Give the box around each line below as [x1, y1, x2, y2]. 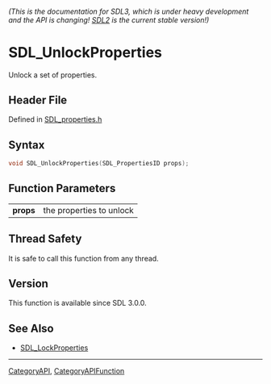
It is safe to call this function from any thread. [8, 253, 159, 263]
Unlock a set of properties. [8, 69, 98, 80]
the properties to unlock [43, 204, 135, 215]
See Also [8, 321, 54, 335]
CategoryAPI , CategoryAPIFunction [8, 366, 125, 376]
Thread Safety [8, 232, 82, 246]
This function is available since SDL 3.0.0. [8, 298, 147, 308]
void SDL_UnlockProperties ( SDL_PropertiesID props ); [8, 160, 190, 168]
